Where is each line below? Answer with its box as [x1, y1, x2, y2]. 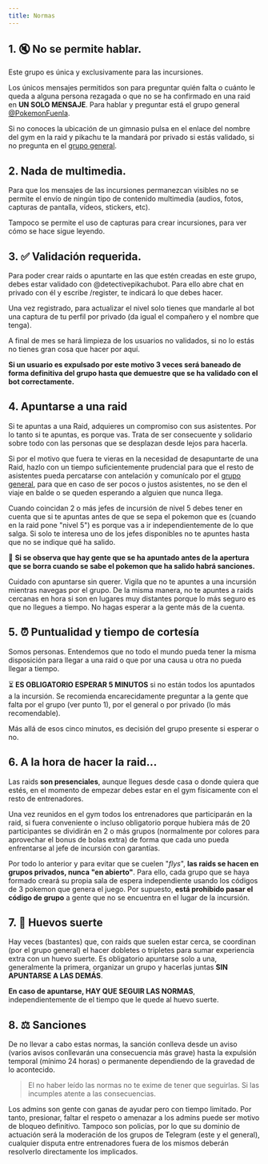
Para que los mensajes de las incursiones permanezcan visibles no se [8, 186, 239, 195]
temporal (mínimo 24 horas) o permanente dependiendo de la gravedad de [8, 1057, 255, 1066]
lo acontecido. [8, 1065, 56, 1074]
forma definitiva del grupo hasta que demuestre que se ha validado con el [8, 369, 258, 378]
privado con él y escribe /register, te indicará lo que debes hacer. [8, 288, 223, 298]
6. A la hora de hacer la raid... [8, 755, 158, 769]
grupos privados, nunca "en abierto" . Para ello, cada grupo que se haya [8, 867, 250, 877]
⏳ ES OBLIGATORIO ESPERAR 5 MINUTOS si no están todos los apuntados [8, 679, 255, 689]
